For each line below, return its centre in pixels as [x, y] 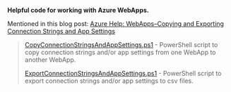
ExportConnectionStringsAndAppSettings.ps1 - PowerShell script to [123, 73]
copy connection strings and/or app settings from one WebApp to [120, 52]
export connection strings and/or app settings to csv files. [109, 81]
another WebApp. [50, 60]
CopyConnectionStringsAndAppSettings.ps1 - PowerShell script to [121, 45]
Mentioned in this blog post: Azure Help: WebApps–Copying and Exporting [116, 24]
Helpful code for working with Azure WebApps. [78, 10]
